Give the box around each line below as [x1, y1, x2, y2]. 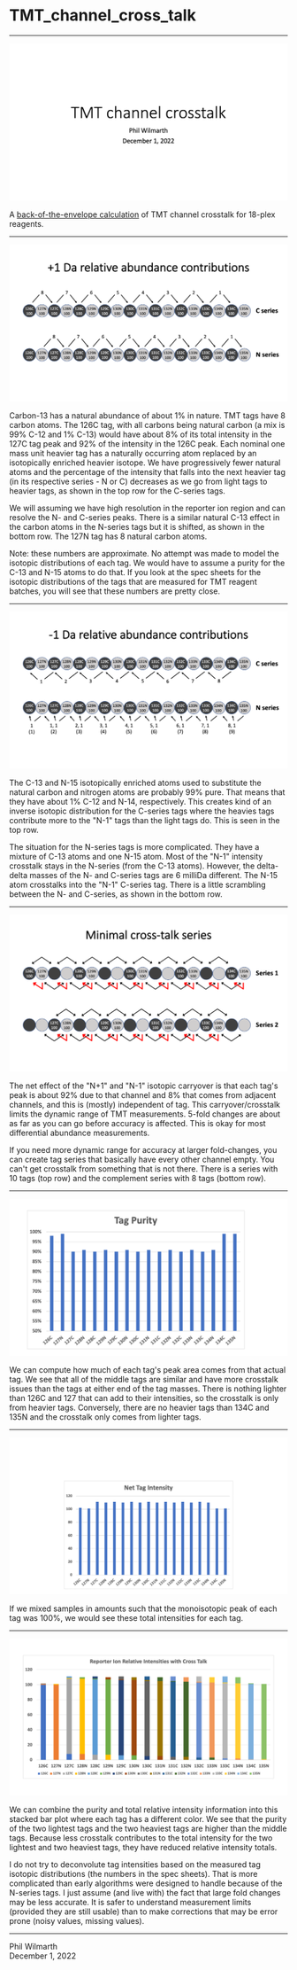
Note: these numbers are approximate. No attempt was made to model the [9, 548, 280, 558]
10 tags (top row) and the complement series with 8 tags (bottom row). [9, 1172, 267, 1183]
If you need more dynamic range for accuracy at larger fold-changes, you [9, 1144, 278, 1155]
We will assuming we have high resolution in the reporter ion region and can [9, 502, 286, 513]
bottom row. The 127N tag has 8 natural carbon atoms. [9, 531, 208, 541]
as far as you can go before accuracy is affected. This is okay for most [9, 1117, 267, 1128]
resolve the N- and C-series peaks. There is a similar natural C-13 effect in [9, 511, 280, 523]
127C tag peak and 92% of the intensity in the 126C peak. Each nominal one [9, 438, 286, 448]
